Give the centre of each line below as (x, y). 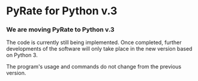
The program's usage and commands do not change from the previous (94, 67)
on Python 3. (22, 55)
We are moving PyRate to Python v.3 (61, 30)
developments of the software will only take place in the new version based (99, 49)
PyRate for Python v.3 (62, 11)
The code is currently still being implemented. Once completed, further (94, 42)
